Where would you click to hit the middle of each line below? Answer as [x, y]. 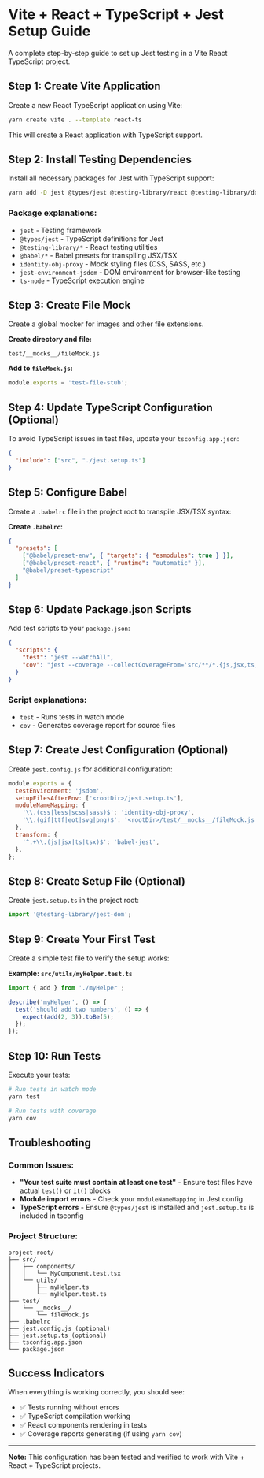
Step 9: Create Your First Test [82, 939]
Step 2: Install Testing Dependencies [100, 160]
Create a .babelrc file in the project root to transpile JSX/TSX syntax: [120, 511]
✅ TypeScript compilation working [75, 1417]
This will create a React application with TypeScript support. [105, 135]
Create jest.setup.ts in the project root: [74, 901]
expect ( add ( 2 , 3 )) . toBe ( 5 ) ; [68, 1017]
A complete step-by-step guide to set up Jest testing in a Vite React [118, 53]
